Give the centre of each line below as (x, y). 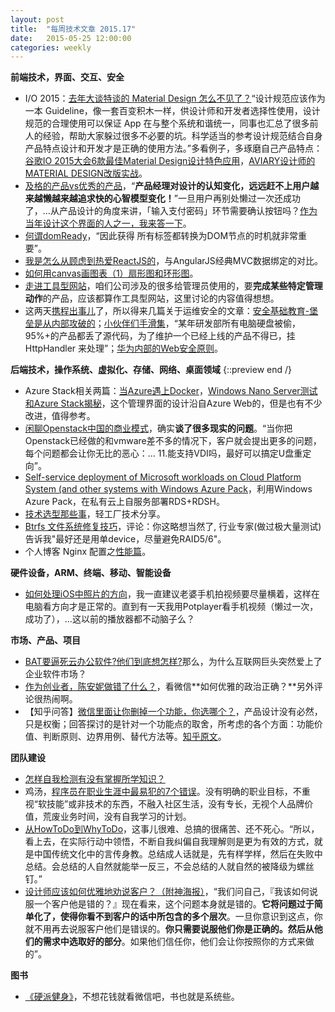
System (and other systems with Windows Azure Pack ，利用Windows (168, 489)
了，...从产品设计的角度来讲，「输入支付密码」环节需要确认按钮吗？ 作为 (171, 211)
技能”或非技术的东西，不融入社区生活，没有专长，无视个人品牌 (175, 804)
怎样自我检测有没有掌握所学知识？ (95, 779)
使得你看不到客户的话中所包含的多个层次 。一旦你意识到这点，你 (191, 917)
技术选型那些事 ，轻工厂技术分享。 (95, 514)
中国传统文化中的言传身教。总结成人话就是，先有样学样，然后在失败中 (178, 854)
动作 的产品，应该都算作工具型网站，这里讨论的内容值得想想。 (152, 298)
